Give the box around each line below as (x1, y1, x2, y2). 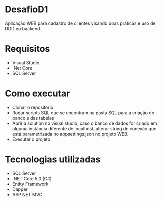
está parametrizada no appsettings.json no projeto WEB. (12, 131, 129, 137)
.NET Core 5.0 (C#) (12, 175, 52, 181)
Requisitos (5, 43, 50, 55)
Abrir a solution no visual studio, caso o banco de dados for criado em (12, 120, 157, 126)
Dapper (12, 186, 28, 192)
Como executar (5, 88, 70, 99)
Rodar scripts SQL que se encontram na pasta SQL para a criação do (12, 109, 155, 116)
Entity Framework (12, 181, 49, 187)
